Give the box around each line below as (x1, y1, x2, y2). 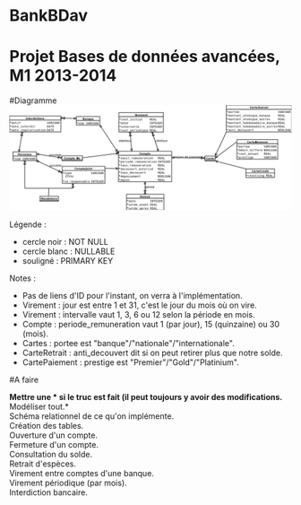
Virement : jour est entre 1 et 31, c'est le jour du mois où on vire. (21, 300, 257, 310)
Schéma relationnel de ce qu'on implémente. (9, 411, 175, 422)
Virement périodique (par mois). (9, 477, 127, 489)
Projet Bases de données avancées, (9, 47, 280, 67)
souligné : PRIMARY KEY (21, 256, 114, 266)
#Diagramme (9, 95, 57, 106)
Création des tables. (9, 421, 84, 431)
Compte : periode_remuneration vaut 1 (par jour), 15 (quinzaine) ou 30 (21, 319, 280, 330)
